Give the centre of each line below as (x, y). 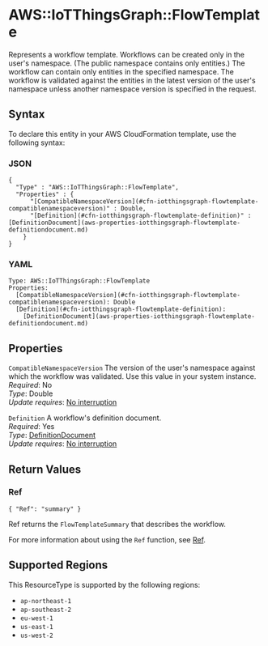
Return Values (45, 469)
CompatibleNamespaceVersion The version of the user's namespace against (132, 368)
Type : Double (31, 393)
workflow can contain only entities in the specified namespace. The (121, 71)
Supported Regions (58, 565)
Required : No (30, 385)
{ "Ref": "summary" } (45, 509)
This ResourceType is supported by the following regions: (104, 584)
